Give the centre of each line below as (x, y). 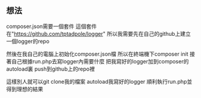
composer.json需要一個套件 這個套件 (52, 26)
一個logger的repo (28, 41)
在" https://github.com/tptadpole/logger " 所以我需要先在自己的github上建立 (98, 33)
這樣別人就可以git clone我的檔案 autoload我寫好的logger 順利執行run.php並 (99, 81)
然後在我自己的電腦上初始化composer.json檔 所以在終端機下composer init (97, 54)
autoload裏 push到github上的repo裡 (50, 69)
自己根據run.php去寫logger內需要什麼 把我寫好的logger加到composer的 (100, 61)
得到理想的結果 (25, 89)
